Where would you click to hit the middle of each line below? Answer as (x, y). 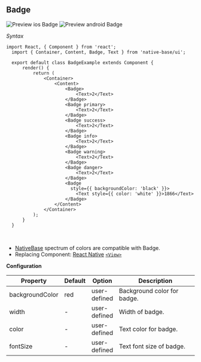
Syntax (15, 36)
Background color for (149, 291)
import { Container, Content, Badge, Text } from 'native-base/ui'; (99, 52)
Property (33, 280)
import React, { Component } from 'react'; (61, 47)
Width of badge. (141, 312)
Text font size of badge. (152, 346)
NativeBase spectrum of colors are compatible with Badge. (87, 248)
